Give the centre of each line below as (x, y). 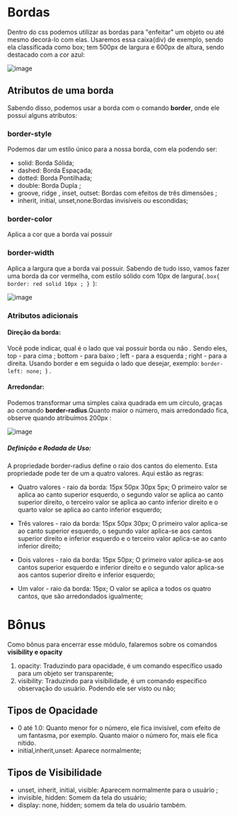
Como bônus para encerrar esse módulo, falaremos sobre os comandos (112, 644)
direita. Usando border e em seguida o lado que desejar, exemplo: (103, 363)
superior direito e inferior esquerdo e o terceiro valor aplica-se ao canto (122, 538)
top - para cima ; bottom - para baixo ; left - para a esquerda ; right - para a (117, 355)
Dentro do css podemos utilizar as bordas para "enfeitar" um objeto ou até (116, 32)
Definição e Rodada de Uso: (50, 448)
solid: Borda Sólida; (46, 163)
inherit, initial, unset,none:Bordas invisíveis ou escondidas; (103, 201)
